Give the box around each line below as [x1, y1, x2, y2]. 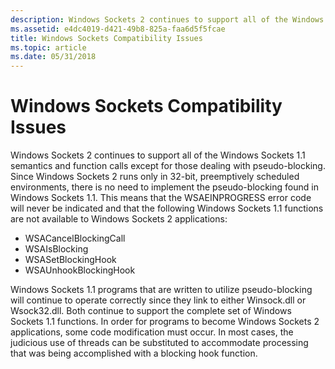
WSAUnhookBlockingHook [24, 264, 136, 276]
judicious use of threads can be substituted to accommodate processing [10, 337, 309, 349]
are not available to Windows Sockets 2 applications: [10, 213, 228, 225]
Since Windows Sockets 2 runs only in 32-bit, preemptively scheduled [10, 171, 300, 183]
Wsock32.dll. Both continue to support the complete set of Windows [10, 305, 292, 317]
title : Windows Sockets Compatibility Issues [10, 33, 203, 43]
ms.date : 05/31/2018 [10, 52, 97, 62]
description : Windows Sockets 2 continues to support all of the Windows [10, 14, 325, 25]
